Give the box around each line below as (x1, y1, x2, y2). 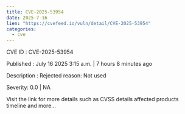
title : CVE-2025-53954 (6, 9, 64, 15)
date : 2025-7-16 (6, 15, 47, 21)
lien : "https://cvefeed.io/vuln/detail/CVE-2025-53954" (6, 20, 151, 26)
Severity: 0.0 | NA (6, 84, 51, 91)
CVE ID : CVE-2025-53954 (6, 48, 74, 55)
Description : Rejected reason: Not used (6, 72, 106, 79)
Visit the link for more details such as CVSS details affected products (6, 96, 179, 103)
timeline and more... (6, 102, 57, 110)
